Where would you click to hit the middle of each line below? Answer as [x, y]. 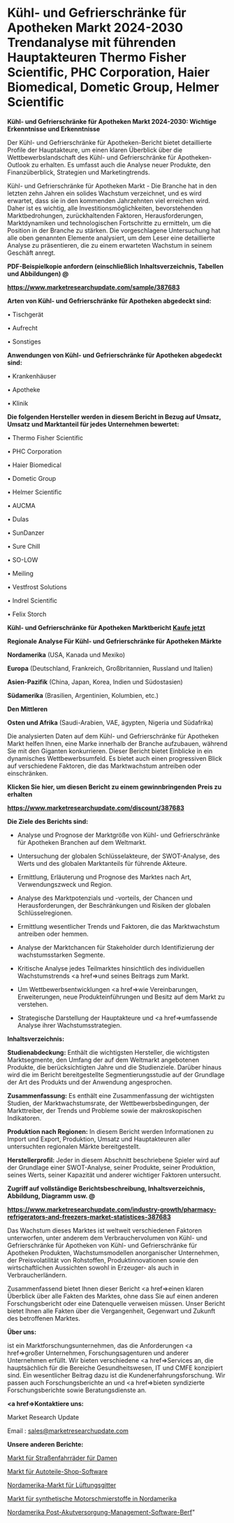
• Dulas [18, 519]
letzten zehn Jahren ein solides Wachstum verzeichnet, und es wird [104, 193]
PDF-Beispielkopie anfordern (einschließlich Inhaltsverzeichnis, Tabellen [116, 266]
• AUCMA [22, 505]
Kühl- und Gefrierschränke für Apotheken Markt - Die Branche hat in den [112, 185]
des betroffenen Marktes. [44, 1318]
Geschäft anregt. [31, 253]
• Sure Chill [24, 546]
